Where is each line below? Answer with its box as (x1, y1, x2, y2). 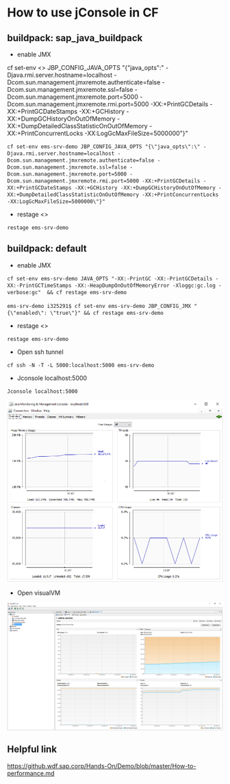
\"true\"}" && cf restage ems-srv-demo (50, 309, 164, 316)
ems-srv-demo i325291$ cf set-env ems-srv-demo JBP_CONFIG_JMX (7, 302, 192, 309)
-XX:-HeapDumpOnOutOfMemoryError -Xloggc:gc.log (74, 282, 216, 289)
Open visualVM (16, 589, 60, 597)
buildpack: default (7, 243, 87, 254)
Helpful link (7, 744, 57, 755)
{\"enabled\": (7, 309, 48, 316)
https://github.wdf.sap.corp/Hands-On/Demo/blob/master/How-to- (7, 761, 196, 770)
